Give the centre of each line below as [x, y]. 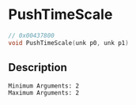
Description [38, 67]
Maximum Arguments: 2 [44, 92]
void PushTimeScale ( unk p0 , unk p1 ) [68, 43]
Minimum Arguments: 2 [44, 86]
